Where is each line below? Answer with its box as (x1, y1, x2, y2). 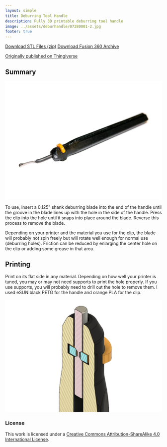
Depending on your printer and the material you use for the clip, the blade (5, 230, 156, 236)
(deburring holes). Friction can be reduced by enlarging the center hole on (5, 240, 158, 246)
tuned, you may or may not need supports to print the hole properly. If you (5, 279, 157, 285)
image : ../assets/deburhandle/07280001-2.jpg (5, 24, 101, 29)
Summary (5, 67, 36, 76)
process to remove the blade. (5, 220, 66, 226)
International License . (5, 436, 50, 442)
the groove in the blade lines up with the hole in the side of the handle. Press (5, 209, 162, 215)
